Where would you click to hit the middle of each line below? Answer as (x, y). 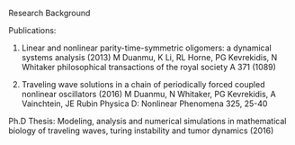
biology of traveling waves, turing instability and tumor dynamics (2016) (141, 131)
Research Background (49, 13)
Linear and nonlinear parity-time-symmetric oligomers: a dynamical (146, 48)
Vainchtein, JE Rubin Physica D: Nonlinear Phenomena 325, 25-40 (144, 104)
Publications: (32, 30)
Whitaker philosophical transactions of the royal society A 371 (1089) (148, 67)
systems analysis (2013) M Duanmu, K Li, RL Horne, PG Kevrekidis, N (149, 57)
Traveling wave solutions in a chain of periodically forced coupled (143, 84)
